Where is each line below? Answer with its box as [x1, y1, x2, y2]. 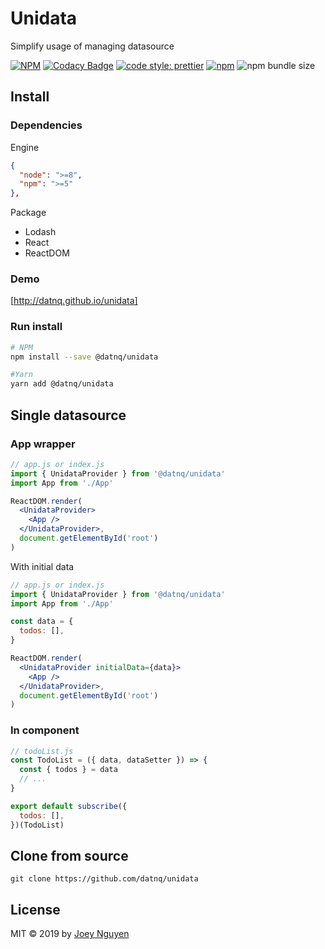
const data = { [10, 617, 74, 627]
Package [10, 207, 47, 219]
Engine [10, 141, 40, 153]
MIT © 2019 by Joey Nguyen [10, 928, 130, 940]
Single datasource [10, 407, 127, 424]
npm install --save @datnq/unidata [10, 352, 159, 362]
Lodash [24, 226, 57, 238]
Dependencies [10, 118, 83, 132]
